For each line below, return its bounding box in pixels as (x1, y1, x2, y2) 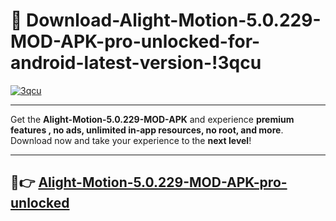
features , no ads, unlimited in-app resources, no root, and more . (10, 124, 284, 136)
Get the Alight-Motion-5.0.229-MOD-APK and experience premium (10, 113, 295, 125)
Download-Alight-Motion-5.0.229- (26, 9, 322, 32)
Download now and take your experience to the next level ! (10, 134, 252, 146)
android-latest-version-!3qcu (10, 52, 262, 74)
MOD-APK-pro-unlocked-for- (10, 30, 261, 53)
